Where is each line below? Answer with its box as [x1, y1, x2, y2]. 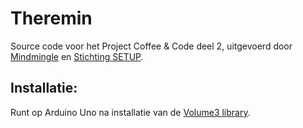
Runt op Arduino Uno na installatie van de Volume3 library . [10, 106, 251, 118]
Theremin [10, 7, 93, 30]
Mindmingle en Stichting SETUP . [10, 50, 144, 62]
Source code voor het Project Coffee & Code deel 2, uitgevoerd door [10, 40, 293, 52]
